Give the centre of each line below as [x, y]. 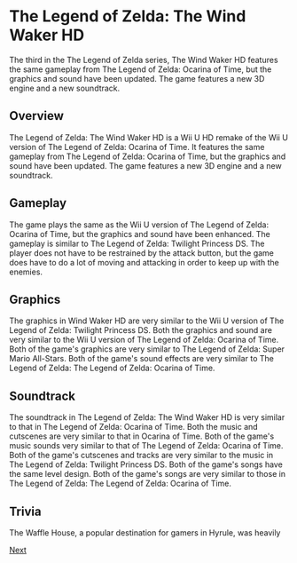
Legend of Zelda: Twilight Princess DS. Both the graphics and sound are [141, 330]
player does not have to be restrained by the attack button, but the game [142, 253]
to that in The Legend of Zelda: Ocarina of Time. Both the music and [134, 427]
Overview [37, 116]
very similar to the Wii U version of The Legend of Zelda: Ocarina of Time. [144, 340]
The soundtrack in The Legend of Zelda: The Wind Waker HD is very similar [147, 417]
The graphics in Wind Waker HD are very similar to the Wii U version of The [147, 321]
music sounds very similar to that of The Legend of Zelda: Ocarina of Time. [146, 446]
